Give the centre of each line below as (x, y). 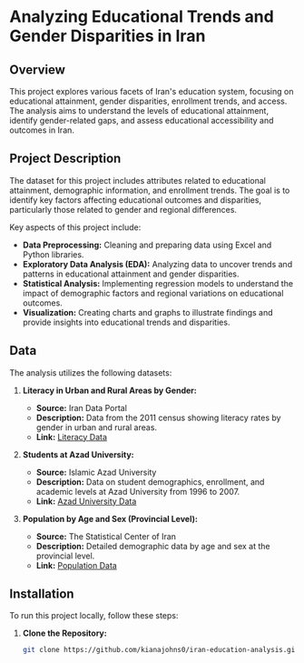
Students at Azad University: (78, 454)
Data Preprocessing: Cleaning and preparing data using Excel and (147, 245)
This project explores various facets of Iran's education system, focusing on (152, 91)
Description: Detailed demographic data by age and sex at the (153, 546)
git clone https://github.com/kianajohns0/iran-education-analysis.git (161, 650)
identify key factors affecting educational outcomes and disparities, (135, 200)
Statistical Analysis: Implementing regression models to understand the (157, 283)
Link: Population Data (77, 565)
